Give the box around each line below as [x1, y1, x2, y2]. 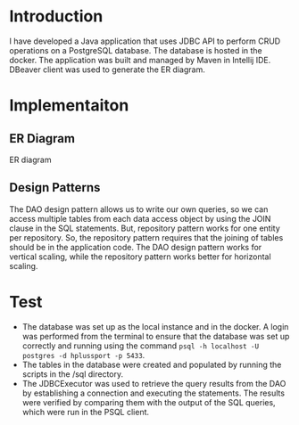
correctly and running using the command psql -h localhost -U [21, 340, 260, 351]
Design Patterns [9, 180, 101, 195]
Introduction [9, 6, 104, 27]
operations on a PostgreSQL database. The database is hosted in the [9, 45, 263, 55]
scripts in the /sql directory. [21, 368, 123, 380]
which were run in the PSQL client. [21, 406, 150, 417]
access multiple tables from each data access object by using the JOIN [9, 213, 271, 224]
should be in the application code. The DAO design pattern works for [9, 241, 262, 252]
